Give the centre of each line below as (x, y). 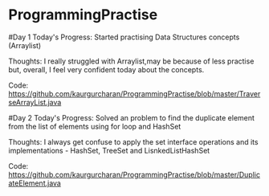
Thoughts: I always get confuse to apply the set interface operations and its (133, 141)
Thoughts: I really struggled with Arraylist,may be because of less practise (131, 61)
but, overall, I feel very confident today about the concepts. (106, 69)
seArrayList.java (35, 102)
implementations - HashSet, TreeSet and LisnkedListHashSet (109, 150)
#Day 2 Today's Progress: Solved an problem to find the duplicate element (132, 117)
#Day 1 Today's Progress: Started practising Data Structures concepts (124, 37)
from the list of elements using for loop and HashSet (95, 126)
